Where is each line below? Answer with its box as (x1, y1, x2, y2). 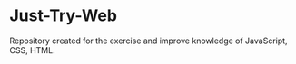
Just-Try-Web (9, 5, 118, 26)
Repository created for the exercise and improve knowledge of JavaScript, (9, 35, 288, 46)
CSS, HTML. (9, 44, 56, 55)
